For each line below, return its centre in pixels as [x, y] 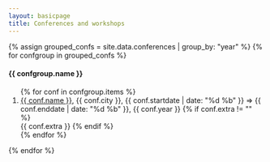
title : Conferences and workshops [67, 23]
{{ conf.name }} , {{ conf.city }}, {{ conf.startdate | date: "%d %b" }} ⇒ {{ [140, 100]
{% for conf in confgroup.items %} [78, 92]
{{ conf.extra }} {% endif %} [66, 126]
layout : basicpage [39, 16]
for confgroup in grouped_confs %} [68, 55]
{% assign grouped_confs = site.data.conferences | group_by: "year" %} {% [136, 46]
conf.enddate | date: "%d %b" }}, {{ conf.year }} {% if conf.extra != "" [136, 109]
